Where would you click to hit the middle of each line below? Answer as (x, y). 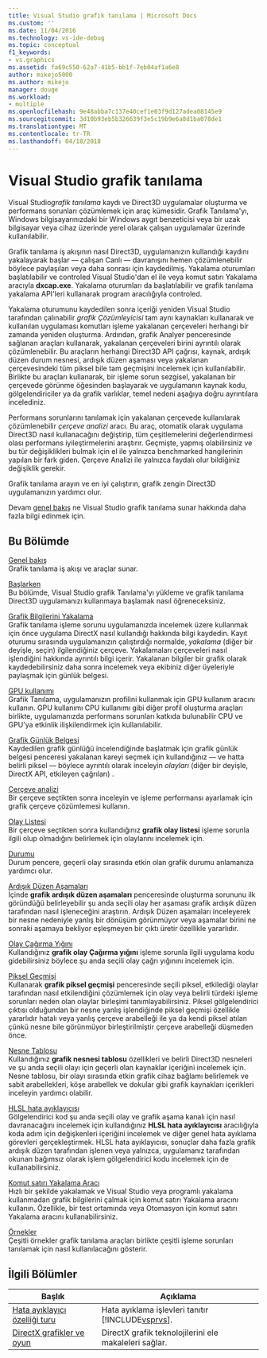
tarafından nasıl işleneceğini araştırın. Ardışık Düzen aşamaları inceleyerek (130, 912)
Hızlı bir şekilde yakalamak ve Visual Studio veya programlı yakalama (121, 1191)
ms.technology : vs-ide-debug (56, 38)
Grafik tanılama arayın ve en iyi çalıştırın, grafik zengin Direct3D (112, 484)
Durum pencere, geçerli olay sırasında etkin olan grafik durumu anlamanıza (131, 863)
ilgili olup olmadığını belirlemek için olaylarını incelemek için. (106, 839)
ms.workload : (30, 97)
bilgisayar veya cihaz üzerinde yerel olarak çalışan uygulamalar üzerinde (127, 228)
